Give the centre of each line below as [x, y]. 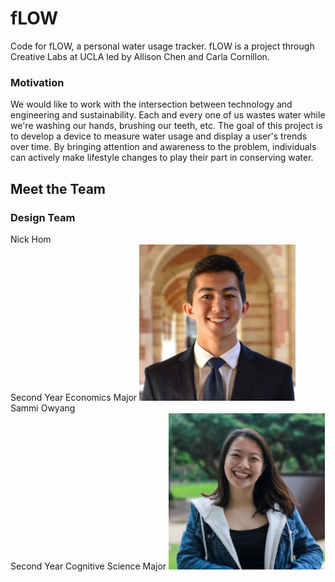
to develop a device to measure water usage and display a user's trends [159, 136]
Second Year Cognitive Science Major [88, 566]
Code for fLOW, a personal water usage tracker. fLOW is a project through [162, 46]
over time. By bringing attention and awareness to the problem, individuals [163, 147]
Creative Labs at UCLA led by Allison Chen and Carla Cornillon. [140, 56]
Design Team [43, 217]
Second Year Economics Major [74, 397]
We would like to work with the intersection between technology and [151, 104]
